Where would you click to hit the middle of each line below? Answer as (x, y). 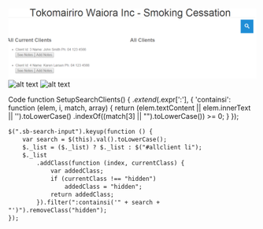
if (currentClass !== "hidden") (103, 179)
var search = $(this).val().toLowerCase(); (95, 139)
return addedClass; (82, 194)
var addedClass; (77, 171)
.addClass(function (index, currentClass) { (111, 163)
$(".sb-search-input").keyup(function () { (81, 131)
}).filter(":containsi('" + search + (98, 202)
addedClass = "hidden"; (104, 187)
